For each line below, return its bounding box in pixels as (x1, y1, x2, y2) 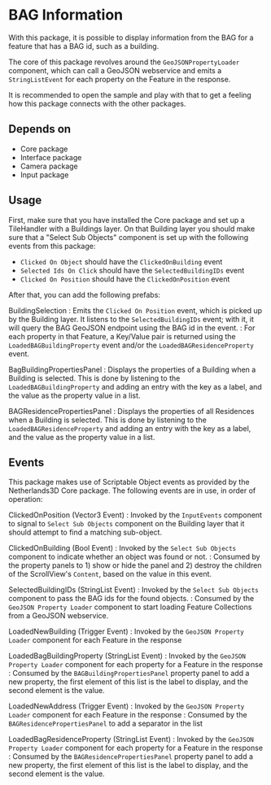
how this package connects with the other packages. (8, 98, 186, 108)
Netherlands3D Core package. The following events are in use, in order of (8, 486, 256, 495)
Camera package (20, 161, 79, 171)
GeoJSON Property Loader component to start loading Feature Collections (8, 602, 252, 612)
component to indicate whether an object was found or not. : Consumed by (8, 552, 260, 562)
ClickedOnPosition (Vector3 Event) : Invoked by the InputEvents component (8, 510, 263, 520)
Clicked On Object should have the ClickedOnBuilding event (20, 256, 223, 266)
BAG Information (8, 6, 124, 24)
